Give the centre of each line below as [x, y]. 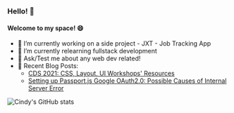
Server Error [46, 88]
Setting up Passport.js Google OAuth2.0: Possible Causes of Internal [127, 81]
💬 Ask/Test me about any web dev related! [79, 58]
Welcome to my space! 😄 [45, 28]
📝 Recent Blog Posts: [48, 66]
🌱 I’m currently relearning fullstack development [87, 51]
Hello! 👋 [21, 11]
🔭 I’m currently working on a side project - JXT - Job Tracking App [114, 44]
